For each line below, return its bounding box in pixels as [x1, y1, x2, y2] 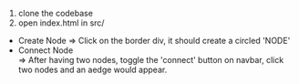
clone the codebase [17, 8, 94, 18]
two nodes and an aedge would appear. [17, 64, 168, 75]
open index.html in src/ [17, 17, 105, 28]
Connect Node [17, 45, 74, 56]
